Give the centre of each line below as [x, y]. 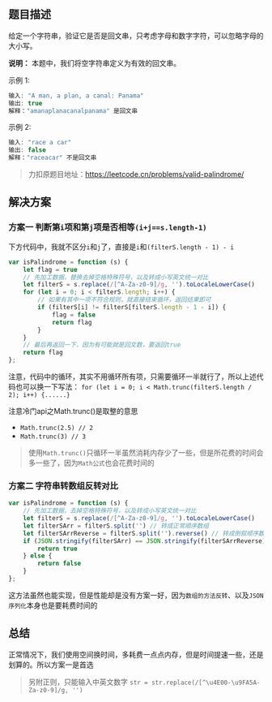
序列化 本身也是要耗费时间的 [53, 605]
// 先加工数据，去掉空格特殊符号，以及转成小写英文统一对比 [110, 511]
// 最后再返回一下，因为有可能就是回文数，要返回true [102, 345]
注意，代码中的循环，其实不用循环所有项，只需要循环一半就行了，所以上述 [132, 377]
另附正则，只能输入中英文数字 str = [88, 682]
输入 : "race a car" [40, 143]
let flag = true [51, 269]
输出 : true [25, 103]
